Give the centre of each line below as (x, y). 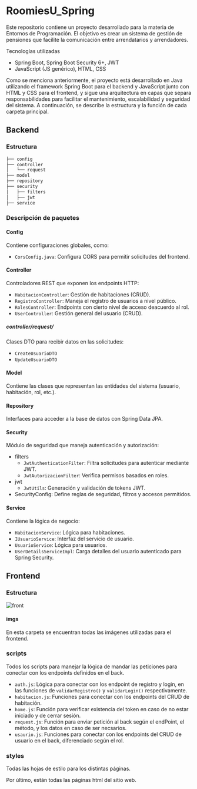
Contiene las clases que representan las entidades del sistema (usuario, (93, 386)
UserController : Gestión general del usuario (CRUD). (79, 313)
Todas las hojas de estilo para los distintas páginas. (69, 769)
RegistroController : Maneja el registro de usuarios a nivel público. (95, 301)
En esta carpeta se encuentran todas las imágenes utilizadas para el (89, 632)
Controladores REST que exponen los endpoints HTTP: (73, 283)
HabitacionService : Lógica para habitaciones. (70, 532)
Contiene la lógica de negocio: (43, 521)
